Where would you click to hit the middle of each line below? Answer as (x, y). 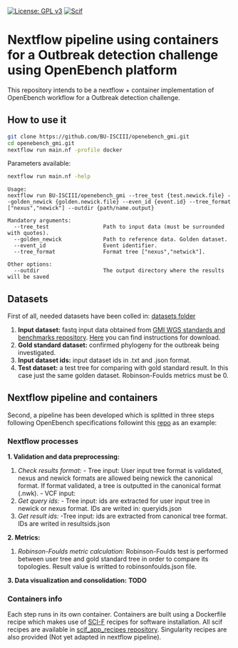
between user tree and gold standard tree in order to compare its (113, 559)
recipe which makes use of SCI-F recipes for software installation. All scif (115, 622)
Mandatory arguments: (40, 221)
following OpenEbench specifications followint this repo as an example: (112, 422)
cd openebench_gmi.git (41, 143)
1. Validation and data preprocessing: (63, 457)
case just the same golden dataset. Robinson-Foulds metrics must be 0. (123, 376)
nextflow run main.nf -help (49, 176)
